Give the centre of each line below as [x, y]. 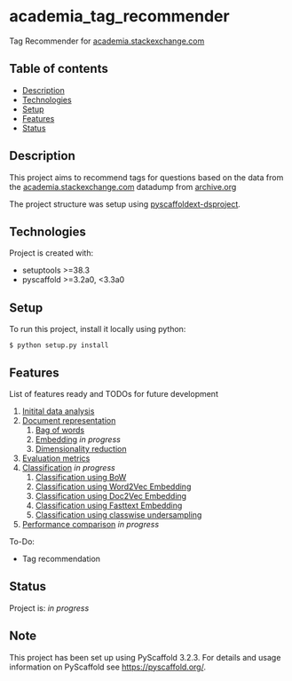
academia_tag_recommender [119, 16]
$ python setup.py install [59, 345]
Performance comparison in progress [91, 524]
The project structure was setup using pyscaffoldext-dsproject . [125, 204]
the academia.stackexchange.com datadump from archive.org [123, 186]
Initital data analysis [58, 411]
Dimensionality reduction [81, 449]
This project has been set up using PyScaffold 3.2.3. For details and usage [145, 657]
